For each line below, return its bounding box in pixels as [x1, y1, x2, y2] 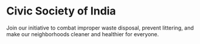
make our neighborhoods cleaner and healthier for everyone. [6, 30, 159, 37]
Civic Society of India [6, 4, 117, 18]
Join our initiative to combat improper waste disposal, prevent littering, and [6, 24, 195, 31]
